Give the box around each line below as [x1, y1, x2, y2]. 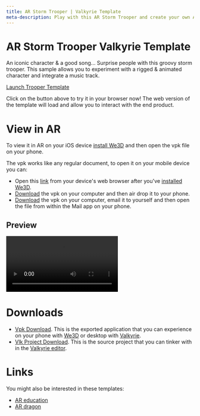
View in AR [6, 122, 61, 135]
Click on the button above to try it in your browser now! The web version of [6, 95, 190, 102]
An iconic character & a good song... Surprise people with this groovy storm [6, 59, 192, 67]
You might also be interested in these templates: [6, 385, 124, 392]
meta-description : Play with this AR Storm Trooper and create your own [6, 14, 190, 20]
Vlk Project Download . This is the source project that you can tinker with [14, 338, 192, 345]
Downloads [6, 306, 64, 320]
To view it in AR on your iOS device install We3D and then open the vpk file [6, 142, 190, 149]
